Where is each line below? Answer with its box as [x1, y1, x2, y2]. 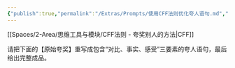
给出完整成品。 [7, 53, 50, 62]
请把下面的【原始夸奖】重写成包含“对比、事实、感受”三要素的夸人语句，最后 [7, 44, 227, 53]
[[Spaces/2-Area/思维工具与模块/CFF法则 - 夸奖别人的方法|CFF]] [7, 30, 194, 38]
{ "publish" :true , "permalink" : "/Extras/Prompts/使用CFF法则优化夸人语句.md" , [7, 10, 226, 17]
